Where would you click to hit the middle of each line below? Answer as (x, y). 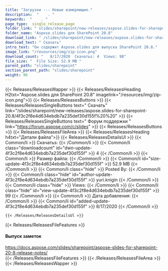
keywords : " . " (27, 19)
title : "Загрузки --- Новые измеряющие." (49, 10)
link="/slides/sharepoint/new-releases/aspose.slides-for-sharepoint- (76, 110)
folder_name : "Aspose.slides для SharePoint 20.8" (59, 33)
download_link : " (23, 38)
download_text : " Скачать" (33, 43)
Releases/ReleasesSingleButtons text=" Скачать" (56, 105)
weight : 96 (16, 75)
